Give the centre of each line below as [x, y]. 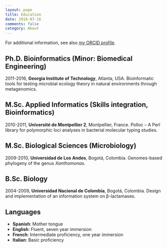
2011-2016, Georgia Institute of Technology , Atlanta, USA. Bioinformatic [79, 78]
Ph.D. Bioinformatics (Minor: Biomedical [69, 58]
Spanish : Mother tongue [38, 224]
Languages [23, 212]
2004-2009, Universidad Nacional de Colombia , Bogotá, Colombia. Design [83, 191]
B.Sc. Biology [26, 179]
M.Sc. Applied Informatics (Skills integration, [77, 105]
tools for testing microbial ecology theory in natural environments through [81, 84]
